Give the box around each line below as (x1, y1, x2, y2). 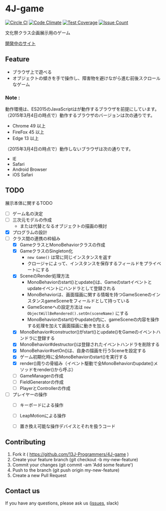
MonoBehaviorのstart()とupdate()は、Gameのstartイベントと (27, 279, 153, 285)
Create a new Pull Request (12, 472, 67, 478)
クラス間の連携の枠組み (12, 236, 61, 242)
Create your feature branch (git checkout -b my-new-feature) (12, 456, 138, 462)
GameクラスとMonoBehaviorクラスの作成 (19, 242, 105, 248)
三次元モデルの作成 (12, 217, 52, 223)
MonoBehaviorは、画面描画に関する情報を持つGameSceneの (27, 292, 152, 298)
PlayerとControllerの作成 (19, 385, 71, 391)
